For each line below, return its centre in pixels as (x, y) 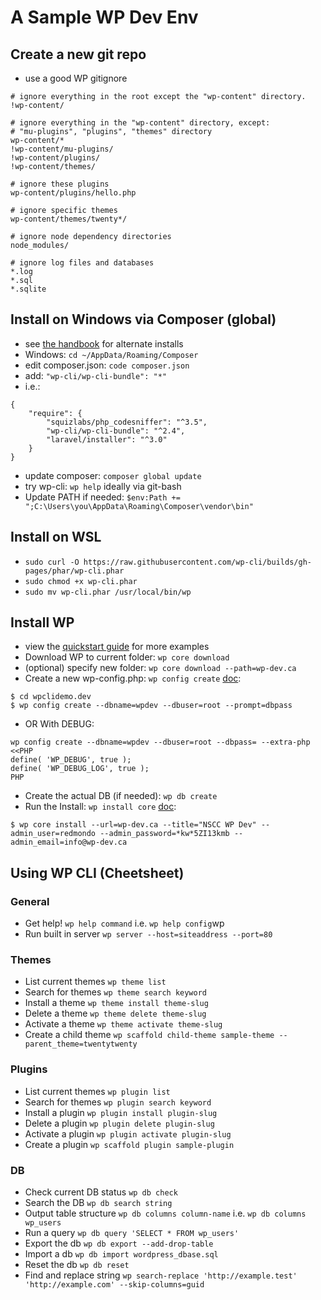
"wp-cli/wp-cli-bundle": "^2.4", (116, 431)
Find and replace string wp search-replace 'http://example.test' (161, 1275)
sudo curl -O (52, 562)
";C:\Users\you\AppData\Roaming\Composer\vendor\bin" (139, 506)
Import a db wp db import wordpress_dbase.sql (121, 1254)
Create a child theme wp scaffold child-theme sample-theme (149, 1035)
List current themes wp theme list (95, 982)
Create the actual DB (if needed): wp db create (121, 796)
